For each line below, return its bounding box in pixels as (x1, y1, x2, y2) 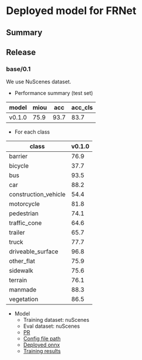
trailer (9, 229, 25, 237)
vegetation (9, 295, 39, 303)
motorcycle (9, 200, 40, 208)
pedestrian (9, 209, 39, 218)
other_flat (9, 257, 35, 265)
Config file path (23, 335, 61, 342)
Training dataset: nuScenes (23, 317, 89, 324)
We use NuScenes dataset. (6, 78, 71, 86)
